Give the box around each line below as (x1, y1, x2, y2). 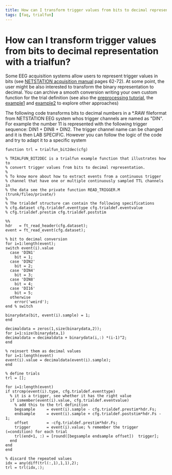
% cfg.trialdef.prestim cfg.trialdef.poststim (5, 210, 106, 215)
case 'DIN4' (10, 268, 36, 273)
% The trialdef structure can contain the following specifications (5, 201, 155, 206)
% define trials (5, 371, 40, 376)
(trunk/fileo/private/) (5, 192, 56, 197)
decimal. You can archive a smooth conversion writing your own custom (5, 89, 158, 95)
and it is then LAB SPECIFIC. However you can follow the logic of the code (5, 132, 162, 138)
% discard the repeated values (5, 456, 72, 461)
